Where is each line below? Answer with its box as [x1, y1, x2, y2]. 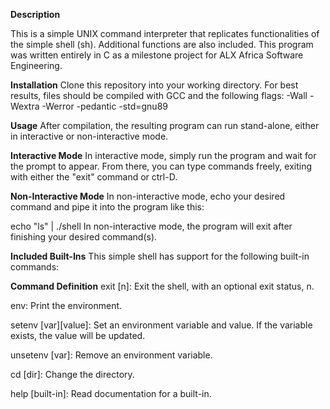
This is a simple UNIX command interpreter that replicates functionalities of [10, 28, 320, 39]
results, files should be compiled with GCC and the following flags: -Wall [10, 90, 308, 101]
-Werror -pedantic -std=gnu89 [41, 100, 168, 112]
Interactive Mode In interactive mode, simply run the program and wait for [10, 150, 317, 161]
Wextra [10, 100, 40, 112]
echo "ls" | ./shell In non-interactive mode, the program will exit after [10, 220, 293, 232]
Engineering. [10, 60, 63, 71]
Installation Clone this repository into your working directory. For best [10, 79, 299, 91]
